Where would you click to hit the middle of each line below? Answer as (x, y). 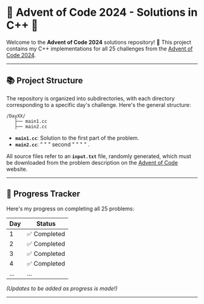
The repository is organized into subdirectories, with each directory (90, 98)
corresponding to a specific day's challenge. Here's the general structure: (99, 105)
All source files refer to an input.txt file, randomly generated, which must (99, 156)
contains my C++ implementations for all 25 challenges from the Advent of (100, 49)
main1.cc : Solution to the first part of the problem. (77, 138)
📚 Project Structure (45, 81)
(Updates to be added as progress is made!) (62, 288)
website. (17, 169)
